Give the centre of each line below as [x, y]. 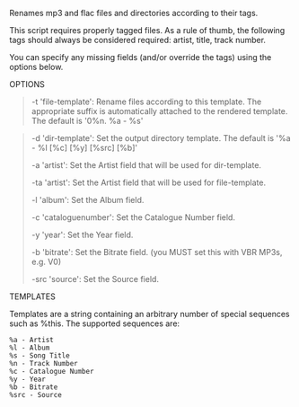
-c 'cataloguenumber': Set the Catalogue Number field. [133, 217]
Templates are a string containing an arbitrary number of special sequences [149, 314]
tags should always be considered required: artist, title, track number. [138, 40]
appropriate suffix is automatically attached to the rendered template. [159, 111]
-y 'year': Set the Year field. [82, 234]
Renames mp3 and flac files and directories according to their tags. [134, 13]
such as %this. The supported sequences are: [95, 323]
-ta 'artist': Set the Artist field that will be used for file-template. [149, 182]
